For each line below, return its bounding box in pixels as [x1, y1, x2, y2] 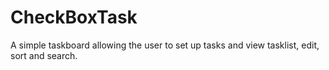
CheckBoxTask [10, 6, 138, 29]
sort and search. [10, 49, 78, 61]
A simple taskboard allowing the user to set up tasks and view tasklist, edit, [10, 39, 320, 51]
